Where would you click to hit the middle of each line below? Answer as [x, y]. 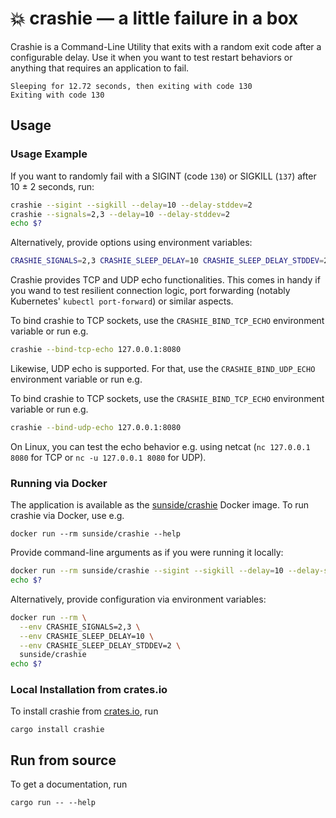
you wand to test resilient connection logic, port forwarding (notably [150, 291]
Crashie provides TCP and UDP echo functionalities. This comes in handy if [165, 280]
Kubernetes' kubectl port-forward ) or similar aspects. [122, 301]
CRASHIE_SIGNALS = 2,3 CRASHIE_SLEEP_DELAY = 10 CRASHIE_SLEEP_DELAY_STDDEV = [167, 261]
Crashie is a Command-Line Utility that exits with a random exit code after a [166, 46]
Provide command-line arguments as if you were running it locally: [147, 553]
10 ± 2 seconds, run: [52, 186]
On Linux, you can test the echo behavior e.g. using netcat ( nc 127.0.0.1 [160, 446]
